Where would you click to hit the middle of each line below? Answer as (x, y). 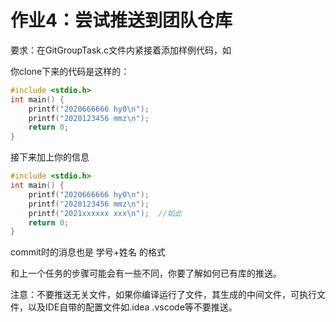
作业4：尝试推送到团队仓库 (121, 20)
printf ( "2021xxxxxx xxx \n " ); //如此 (105, 213)
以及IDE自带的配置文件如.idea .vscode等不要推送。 (132, 307)
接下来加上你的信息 (50, 157)
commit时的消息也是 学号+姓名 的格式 (88, 252)
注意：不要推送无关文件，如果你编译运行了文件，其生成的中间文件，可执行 (163, 295)
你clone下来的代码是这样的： (70, 71)
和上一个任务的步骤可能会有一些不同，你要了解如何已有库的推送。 (146, 273)
